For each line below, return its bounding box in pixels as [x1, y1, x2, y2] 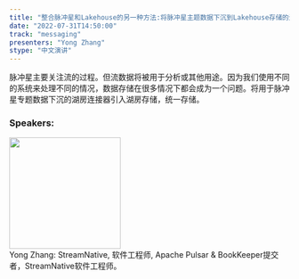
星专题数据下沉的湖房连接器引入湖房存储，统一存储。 [9, 94, 205, 105]
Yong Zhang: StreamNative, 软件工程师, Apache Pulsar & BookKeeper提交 [9, 250, 279, 260]
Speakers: [9, 117, 55, 129]
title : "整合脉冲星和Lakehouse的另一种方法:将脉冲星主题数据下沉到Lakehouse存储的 [9, 12, 289, 22]
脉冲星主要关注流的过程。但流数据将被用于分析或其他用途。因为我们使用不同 [9, 72, 290, 83]
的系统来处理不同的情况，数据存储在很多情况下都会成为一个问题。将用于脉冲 [9, 83, 290, 94]
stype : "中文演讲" [9, 46, 73, 55]
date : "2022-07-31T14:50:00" [9, 21, 117, 30]
